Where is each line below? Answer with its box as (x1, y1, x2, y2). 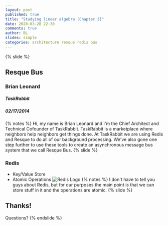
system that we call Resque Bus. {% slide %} (5, 147, 98, 153)
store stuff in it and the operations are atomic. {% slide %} (12, 187, 133, 193)
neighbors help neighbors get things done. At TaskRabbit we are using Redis (5, 131, 163, 137)
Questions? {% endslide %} (5, 214, 62, 220)
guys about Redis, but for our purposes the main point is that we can (12, 181, 154, 187)
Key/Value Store (12, 171, 46, 177)
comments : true (5, 26, 37, 31)
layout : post (5, 7, 33, 12)
